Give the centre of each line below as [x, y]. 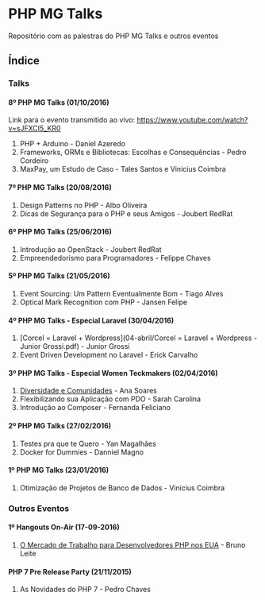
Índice [24, 61]
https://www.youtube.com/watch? [192, 120]
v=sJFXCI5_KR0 [35, 129]
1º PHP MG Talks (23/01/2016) [59, 470]
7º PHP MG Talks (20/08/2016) [60, 188]
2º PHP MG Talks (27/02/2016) [60, 426]
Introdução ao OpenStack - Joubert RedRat [90, 249]
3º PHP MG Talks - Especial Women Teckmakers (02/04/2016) [113, 373]
